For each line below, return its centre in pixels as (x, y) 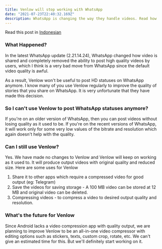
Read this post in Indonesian (33, 32)
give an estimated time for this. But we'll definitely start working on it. (74, 241)
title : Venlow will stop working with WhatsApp (54, 9)
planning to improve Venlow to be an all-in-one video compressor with (75, 231)
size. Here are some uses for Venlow (42, 168)
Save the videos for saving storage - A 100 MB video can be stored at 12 (84, 187)
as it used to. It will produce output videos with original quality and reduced (80, 162)
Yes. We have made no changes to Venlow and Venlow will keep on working (81, 157)
